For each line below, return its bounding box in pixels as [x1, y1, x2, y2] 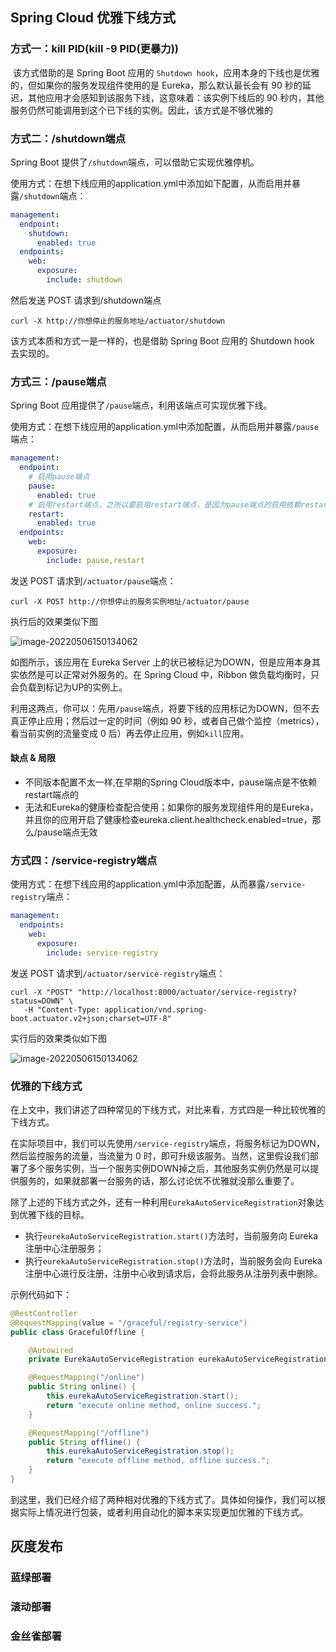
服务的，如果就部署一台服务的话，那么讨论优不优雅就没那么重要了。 [18, 1174, 300, 1187]
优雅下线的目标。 [18, 1208, 90, 1220]
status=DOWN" [10, 996, 65, 1006]
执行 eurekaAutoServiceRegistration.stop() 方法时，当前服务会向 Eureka [24, 1254, 323, 1267]
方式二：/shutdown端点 [10, 131, 127, 145]
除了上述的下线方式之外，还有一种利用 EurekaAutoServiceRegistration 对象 [10, 1196, 316, 1208]
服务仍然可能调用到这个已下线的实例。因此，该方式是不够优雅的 [10, 104, 273, 116]
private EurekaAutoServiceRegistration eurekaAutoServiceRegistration [28, 1354, 329, 1365]
